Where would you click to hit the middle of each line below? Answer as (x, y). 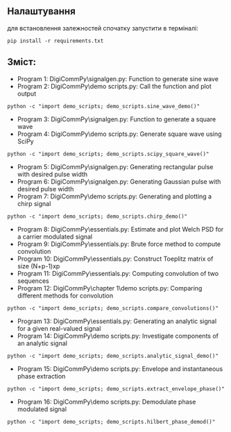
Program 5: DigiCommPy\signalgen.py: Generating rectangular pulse (115, 166)
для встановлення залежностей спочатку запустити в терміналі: (103, 28)
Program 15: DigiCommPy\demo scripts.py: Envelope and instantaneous (120, 369)
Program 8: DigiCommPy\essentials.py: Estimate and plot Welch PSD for (120, 229)
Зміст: (22, 62)
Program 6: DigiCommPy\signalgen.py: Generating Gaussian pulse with (119, 181)
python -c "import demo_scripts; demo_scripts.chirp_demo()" (97, 216)
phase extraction (41, 376)
